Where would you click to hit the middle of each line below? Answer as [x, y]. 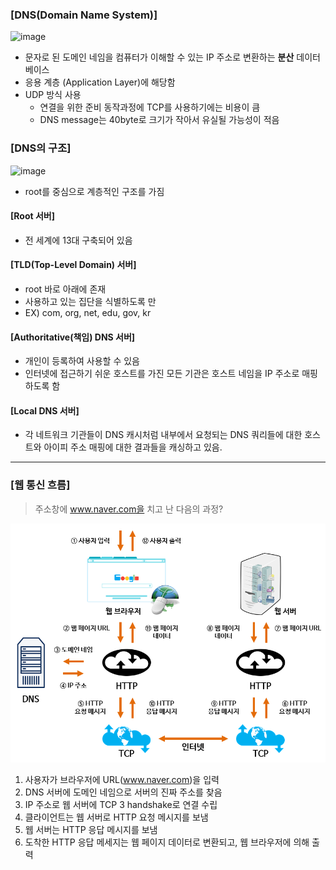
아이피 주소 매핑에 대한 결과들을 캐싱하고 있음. [133, 447]
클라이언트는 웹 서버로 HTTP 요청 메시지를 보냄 [116, 817]
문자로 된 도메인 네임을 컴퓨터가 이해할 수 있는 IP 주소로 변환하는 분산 [159, 57]
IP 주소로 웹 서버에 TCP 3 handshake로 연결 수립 [121, 805]
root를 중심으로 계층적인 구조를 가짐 [94, 191]
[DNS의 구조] [41, 148]
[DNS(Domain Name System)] [84, 15]
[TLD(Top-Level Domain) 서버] [73, 265]
